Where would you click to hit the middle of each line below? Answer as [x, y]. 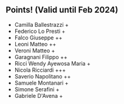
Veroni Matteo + [35, 50]
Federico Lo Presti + [40, 31]
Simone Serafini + [37, 89]
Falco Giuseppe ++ [38, 37]
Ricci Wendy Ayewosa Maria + [52, 63]
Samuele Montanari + [41, 83]
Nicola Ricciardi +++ [40, 70]
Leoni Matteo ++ [35, 44]
